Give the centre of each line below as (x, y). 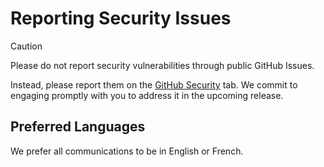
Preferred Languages (78, 127)
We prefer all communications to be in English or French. (127, 151)
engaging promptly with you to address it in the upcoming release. (147, 95)
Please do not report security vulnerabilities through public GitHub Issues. (162, 65)
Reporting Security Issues (121, 18)
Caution (26, 46)
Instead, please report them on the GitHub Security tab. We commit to (154, 84)
